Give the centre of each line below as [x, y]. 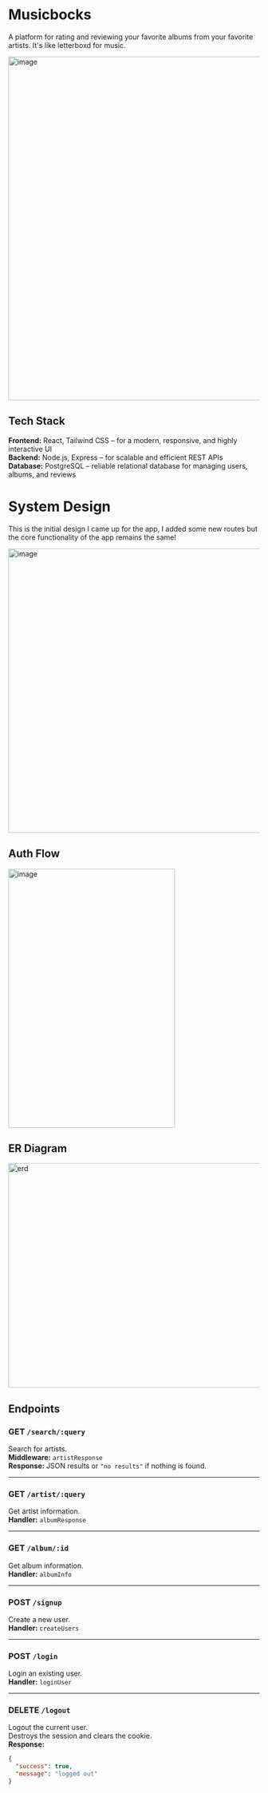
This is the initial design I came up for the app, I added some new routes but [133, 528]
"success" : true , [44, 1767]
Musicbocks [50, 15]
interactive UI [30, 449]
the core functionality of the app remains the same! [93, 537]
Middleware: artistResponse [55, 1457]
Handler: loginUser [40, 1682]
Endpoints [34, 1409]
